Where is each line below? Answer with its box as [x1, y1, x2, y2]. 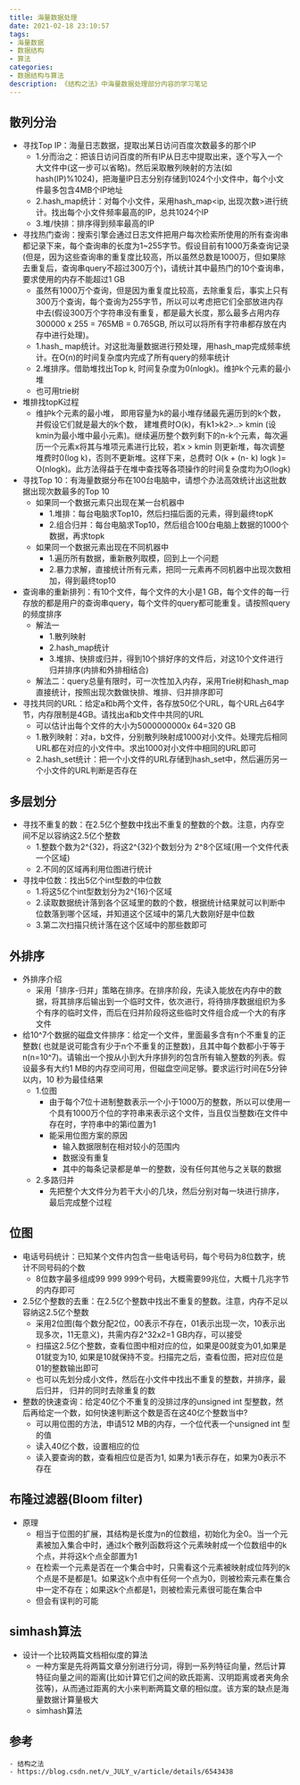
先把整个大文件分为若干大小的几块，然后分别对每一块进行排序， [48, 1186, 284, 1197]
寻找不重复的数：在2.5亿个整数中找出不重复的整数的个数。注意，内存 [21, 819, 277, 830]
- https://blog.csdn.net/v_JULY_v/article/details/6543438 [9, 1767, 234, 1777]
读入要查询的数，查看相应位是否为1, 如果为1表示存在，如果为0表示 [35, 1452, 279, 1463]
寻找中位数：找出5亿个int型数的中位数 [21, 875, 162, 886]
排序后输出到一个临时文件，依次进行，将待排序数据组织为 [66, 997, 279, 1007]
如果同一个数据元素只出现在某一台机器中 [35, 497, 185, 508]
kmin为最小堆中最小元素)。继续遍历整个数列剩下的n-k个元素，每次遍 [35, 430, 288, 441]
